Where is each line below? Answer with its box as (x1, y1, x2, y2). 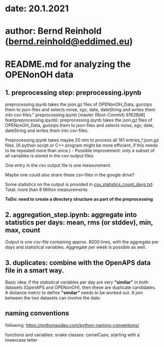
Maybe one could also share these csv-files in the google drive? (5, 172, 135, 178)
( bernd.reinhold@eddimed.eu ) (5, 36, 133, 47)
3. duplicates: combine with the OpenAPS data (5, 258, 151, 267)
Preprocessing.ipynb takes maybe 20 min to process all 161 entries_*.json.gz (5, 137, 159, 143)
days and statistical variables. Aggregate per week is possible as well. (5, 244, 146, 250)
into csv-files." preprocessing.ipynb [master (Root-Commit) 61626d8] (5, 112, 146, 118)
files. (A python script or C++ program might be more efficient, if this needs (5, 142, 158, 148)
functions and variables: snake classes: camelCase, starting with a (5, 332, 140, 338)
